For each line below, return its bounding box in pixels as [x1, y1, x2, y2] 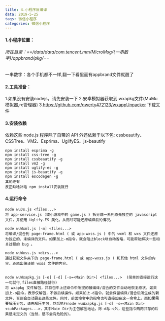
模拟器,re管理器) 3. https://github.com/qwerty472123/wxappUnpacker [5, 102, 146, 108]
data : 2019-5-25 [5, 12, 38, 17]
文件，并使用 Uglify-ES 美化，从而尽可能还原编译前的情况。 [5, 217, 114, 222]
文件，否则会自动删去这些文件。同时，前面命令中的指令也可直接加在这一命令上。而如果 [5, 296, 156, 301]
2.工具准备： [5, 83, 31, 89]
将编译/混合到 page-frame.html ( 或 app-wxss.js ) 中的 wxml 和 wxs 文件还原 [5, 231, 158, 236]
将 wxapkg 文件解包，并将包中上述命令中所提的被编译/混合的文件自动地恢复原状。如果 [5, 285, 157, 290]
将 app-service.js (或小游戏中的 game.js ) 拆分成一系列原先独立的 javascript [5, 212, 158, 217]
